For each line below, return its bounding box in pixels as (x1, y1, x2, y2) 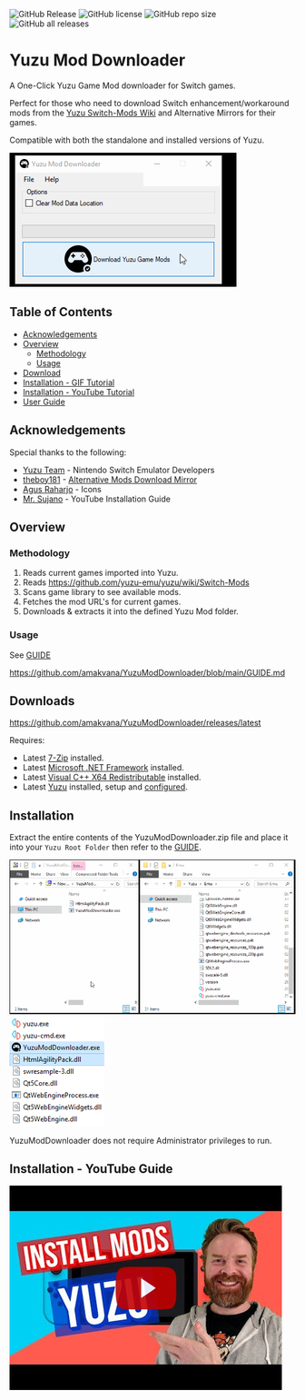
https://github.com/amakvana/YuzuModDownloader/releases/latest (9, 718, 261, 729)
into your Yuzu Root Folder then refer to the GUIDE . (9, 841, 202, 853)
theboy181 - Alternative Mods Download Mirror (22, 473, 198, 485)
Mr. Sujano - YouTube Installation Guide (22, 493, 171, 504)
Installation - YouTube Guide (9, 1161, 173, 1177)
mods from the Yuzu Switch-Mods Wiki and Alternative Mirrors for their (9, 107, 277, 118)
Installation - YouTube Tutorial (22, 386, 134, 397)
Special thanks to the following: (9, 446, 127, 458)
